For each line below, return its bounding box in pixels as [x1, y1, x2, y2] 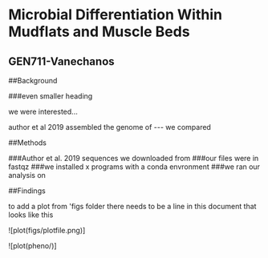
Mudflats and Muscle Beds [8, 22, 190, 41]
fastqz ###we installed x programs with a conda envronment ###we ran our [8, 162, 261, 171]
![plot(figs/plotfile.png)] [8, 226, 86, 235]
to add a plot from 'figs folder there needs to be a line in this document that [8, 202, 257, 211]
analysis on [8, 171, 47, 179]
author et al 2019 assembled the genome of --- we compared [8, 123, 211, 131]
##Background [8, 76, 58, 85]
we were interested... [8, 107, 78, 116]
